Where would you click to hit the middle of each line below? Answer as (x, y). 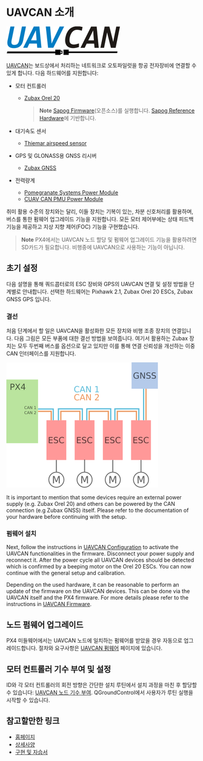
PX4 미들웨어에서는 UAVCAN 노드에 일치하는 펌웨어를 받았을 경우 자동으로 (95, 641)
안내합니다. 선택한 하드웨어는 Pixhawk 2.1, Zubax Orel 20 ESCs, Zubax (108, 292)
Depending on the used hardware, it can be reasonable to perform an (93, 585)
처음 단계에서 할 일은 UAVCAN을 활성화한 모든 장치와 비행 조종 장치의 (88, 331)
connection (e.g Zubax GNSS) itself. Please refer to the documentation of (98, 510)
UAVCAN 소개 (40, 12)
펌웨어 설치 (22, 533)
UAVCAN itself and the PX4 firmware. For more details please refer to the (98, 598)
